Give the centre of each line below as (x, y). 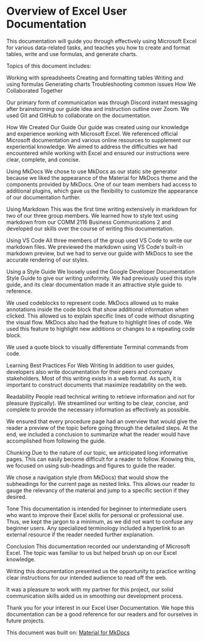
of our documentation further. (44, 197)
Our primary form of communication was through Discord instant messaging (102, 102)
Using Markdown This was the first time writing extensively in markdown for (102, 209)
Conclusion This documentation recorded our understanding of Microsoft (98, 546)
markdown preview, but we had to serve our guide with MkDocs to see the (100, 253)
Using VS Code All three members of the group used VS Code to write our (99, 240)
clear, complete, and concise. (43, 159)
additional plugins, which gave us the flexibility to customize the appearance (102, 191)
